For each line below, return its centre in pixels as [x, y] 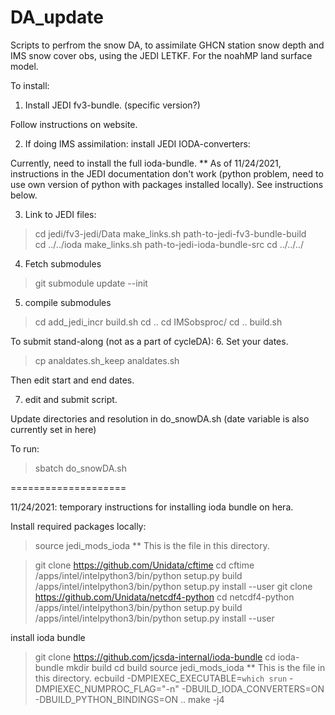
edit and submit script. [71, 399]
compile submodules [68, 302]
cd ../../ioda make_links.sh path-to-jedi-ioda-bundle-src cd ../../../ [169, 244]
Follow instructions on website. [74, 124]
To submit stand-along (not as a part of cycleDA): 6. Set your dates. [149, 341]
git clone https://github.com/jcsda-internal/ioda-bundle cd [155, 657]
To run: [25, 448]
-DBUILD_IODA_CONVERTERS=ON [253, 688]
